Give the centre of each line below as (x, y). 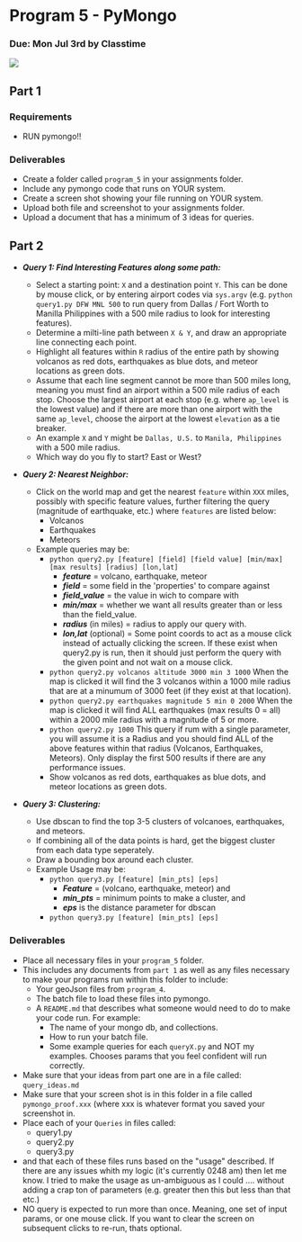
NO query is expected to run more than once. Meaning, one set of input (155, 1209)
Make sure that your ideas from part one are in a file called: (132, 1075)
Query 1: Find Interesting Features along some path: (121, 267)
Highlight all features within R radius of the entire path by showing (157, 352)
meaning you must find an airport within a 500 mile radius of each (158, 390)
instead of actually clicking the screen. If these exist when (170, 643)
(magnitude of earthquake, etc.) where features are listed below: (156, 511)
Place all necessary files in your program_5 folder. (113, 960)
